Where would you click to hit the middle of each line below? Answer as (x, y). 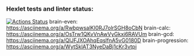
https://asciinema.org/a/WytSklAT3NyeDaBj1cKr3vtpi (72, 47)
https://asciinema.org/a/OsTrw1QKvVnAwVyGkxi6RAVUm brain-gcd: (90, 34)
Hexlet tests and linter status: (50, 9)
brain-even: (64, 22)
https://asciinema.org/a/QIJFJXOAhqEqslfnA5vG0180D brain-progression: (97, 41)
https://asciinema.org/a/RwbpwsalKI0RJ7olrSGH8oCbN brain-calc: (89, 28)
